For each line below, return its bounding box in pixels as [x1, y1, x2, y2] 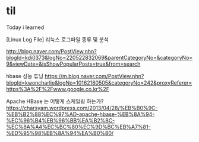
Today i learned [6, 24, 45, 31]
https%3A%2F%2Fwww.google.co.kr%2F [6, 85, 110, 92]
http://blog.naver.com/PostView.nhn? [6, 47, 97, 54]
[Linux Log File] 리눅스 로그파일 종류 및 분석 [6, 35, 109, 43]
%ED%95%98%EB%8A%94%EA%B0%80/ [6, 129, 114, 137]
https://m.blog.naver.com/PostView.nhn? [44, 72, 144, 79]
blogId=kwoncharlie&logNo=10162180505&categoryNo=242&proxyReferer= [6, 79, 192, 86]
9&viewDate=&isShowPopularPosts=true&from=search [6, 60, 141, 67]
